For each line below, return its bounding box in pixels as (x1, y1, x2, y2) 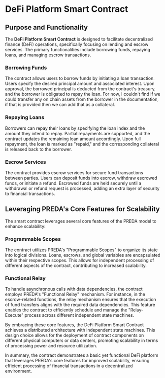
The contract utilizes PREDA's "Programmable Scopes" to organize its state (5, 247, 158, 253)
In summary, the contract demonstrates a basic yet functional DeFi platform (5, 352, 159, 358)
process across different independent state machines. (24, 312, 134, 318)
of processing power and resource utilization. (5, 343, 98, 349)
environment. (5, 368, 32, 374)
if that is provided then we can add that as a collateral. (5, 102, 115, 108)
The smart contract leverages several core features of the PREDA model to (5, 218, 157, 224)
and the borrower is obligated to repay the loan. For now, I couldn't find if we (5, 91, 161, 97)
